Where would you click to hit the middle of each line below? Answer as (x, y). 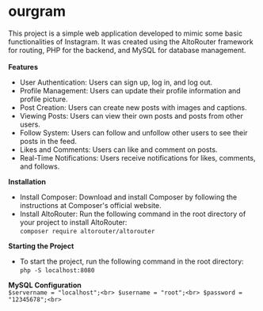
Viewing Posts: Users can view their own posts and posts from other (131, 116)
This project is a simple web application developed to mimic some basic (126, 33)
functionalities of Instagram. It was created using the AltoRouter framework (131, 41)
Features (23, 66)
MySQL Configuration (45, 285)
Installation (27, 181)
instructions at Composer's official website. (91, 205)
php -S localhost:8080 (57, 270)
